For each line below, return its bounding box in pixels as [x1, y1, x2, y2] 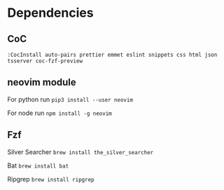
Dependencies [7, 5, 94, 21]
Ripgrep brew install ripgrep [7, 175, 94, 183]
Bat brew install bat [7, 161, 69, 170]
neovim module [7, 76, 77, 88]
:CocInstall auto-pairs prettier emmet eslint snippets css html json [7, 51, 218, 58]
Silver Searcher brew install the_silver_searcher [7, 147, 154, 156]
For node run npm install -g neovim [7, 109, 112, 117]
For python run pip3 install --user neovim [7, 95, 134, 103]
